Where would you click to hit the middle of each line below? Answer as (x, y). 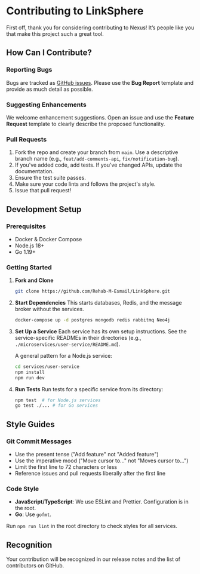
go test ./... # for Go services (56, 406)
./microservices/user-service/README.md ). (67, 344)
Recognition (29, 545)
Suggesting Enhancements (46, 105)
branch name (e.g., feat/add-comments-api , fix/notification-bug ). (97, 159)
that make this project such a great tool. (55, 33)
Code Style (23, 489)
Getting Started (29, 267)
